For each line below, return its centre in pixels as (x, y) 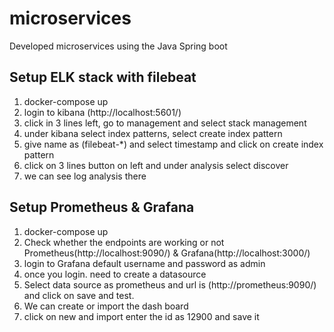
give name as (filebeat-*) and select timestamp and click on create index (173, 144)
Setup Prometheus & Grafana (102, 207)
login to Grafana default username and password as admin (144, 263)
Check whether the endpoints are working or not (124, 242)
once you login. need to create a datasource (115, 274)
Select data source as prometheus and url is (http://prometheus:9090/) (170, 284)
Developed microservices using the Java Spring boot (118, 46)
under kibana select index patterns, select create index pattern (153, 133)
